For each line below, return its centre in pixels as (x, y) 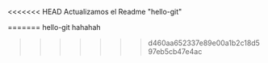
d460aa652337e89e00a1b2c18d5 (204, 43)
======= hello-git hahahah (54, 27)
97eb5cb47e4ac (175, 51)
